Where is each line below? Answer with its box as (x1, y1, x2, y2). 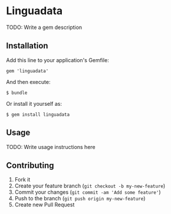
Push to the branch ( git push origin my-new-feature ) (14, 195, 146, 202)
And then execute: (6, 78, 51, 85)
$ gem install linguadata (6, 111, 70, 118)
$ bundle (6, 90, 28, 96)
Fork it (14, 176, 31, 183)
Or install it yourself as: (6, 100, 62, 107)
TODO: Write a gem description (6, 24, 83, 31)
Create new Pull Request (14, 201, 75, 208)
